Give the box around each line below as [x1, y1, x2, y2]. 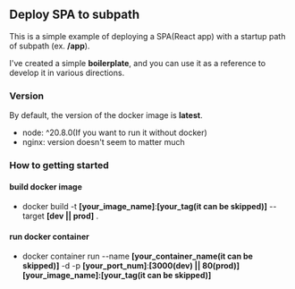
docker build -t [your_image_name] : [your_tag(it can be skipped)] [21, 201, 268, 212]
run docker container [9, 231, 89, 242]
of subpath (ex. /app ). [9, 40, 90, 51]
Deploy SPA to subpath [9, 7, 140, 22]
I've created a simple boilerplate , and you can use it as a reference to [9, 57, 266, 68]
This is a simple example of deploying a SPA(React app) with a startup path [9, 30, 286, 41]
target [21, 210, 45, 222]
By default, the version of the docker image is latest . [9, 110, 203, 121]
